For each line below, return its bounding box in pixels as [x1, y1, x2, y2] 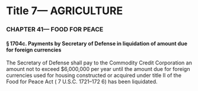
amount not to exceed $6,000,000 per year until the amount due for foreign [6, 66, 190, 73]
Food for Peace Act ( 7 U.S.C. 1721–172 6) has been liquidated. [6, 78, 158, 85]
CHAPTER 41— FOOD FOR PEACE [6, 25, 104, 34]
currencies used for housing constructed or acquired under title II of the [6, 72, 182, 79]
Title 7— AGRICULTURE [6, 4, 123, 18]
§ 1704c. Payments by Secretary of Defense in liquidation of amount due [6, 40, 188, 47]
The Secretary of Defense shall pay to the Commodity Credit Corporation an [6, 59, 193, 66]
